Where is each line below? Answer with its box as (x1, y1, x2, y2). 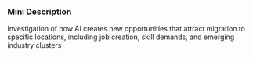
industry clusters (7, 41, 62, 50)
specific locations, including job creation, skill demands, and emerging (7, 32, 235, 42)
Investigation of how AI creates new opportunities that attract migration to (7, 24, 246, 34)
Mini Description (7, 6, 72, 17)
